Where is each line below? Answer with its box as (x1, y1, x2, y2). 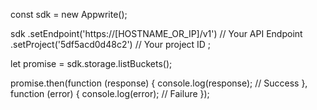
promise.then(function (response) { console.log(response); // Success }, (10, 77, 308, 89)
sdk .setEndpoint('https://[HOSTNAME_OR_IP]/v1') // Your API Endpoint (10, 28, 303, 39)
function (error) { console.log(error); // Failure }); (10, 88, 210, 99)
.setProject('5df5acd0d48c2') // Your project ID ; (10, 39, 212, 50)
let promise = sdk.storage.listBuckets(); (10, 58, 173, 69)
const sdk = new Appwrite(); (10, 9, 128, 20)
